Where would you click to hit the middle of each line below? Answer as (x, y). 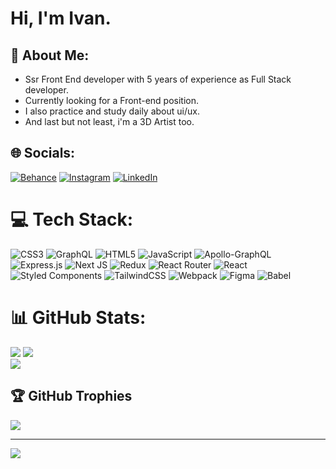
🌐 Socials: (43, 153)
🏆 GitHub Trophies (71, 396)
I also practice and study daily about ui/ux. (112, 111)
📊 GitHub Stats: (78, 317)
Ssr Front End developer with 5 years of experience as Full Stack (158, 79)
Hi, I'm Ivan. (61, 18)
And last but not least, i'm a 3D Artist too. (109, 121)
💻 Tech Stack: (72, 219)
